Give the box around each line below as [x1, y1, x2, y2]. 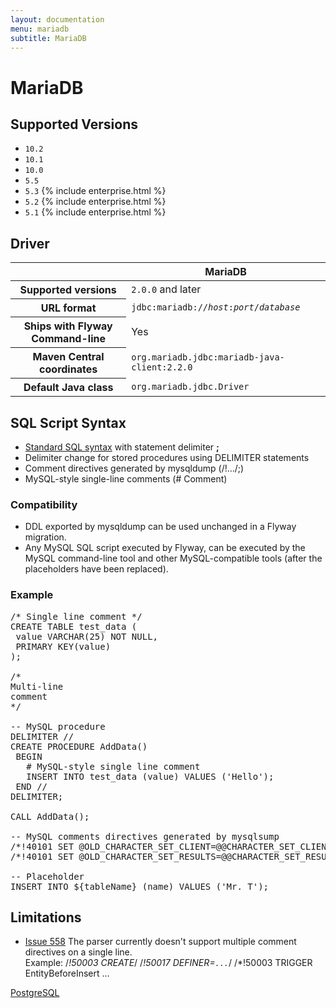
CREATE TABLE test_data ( [10, 621, 138, 632]
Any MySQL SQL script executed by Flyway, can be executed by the [24, 542, 306, 554]
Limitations [10, 909, 82, 926]
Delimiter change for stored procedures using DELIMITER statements [24, 452, 310, 463]
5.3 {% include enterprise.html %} [24, 185, 167, 197]
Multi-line [10, 681, 64, 692]
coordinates [39, 362, 98, 376]
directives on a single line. [24, 946, 133, 958]
